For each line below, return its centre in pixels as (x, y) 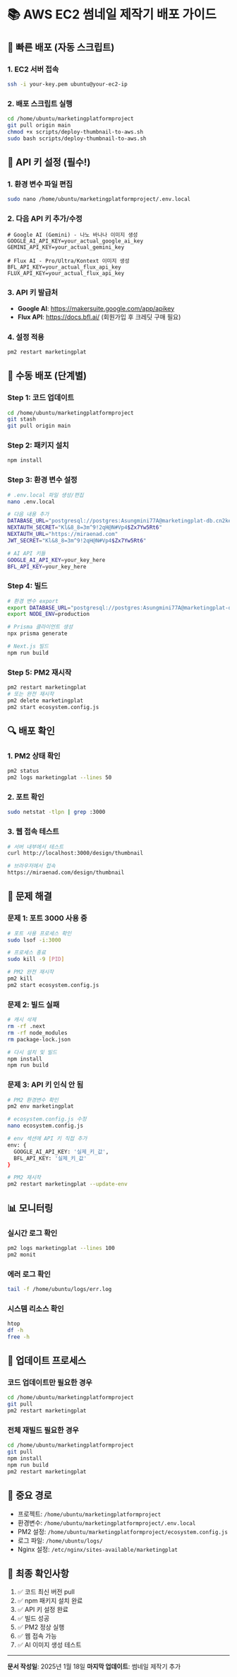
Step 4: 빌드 (28, 586)
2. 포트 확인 (26, 797)
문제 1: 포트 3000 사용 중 (47, 918)
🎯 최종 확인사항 (38, 1573)
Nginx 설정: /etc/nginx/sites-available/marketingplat (98, 1549)
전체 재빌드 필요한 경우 (43, 1430)
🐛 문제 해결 (30, 896)
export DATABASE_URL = (39, 608)
